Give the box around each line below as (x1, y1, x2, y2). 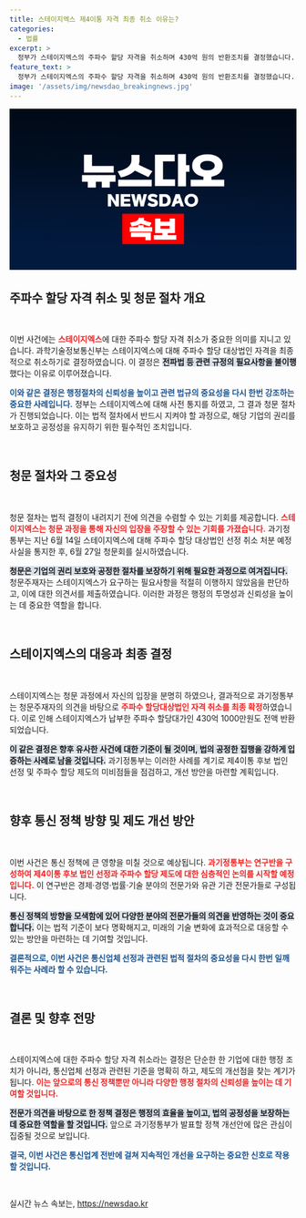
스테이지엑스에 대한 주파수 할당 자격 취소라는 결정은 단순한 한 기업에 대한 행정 (9, 1054, 284, 1065)
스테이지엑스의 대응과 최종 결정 (9, 647, 173, 662)
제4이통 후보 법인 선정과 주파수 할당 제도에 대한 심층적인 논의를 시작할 (33, 868, 278, 879)
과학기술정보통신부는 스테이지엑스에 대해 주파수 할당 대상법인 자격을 (36, 345, 278, 356)
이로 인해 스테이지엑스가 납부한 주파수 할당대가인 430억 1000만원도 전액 (21, 712, 279, 723)
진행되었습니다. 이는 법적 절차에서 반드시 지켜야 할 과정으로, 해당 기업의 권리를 (18, 410, 296, 421)
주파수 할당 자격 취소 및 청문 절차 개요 (9, 290, 206, 305)
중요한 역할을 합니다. (28, 599, 102, 610)
